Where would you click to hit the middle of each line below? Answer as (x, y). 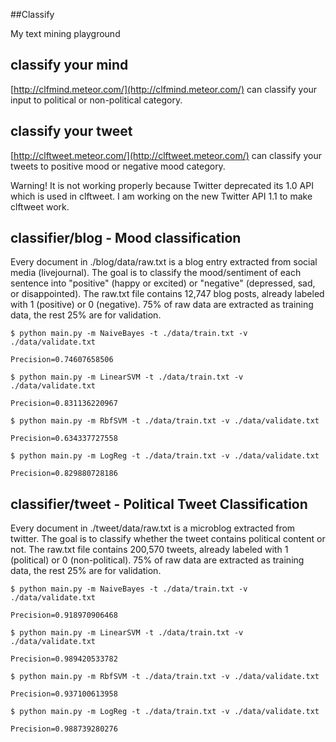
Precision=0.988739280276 (64, 729)
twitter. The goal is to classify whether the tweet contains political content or (168, 539)
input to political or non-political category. (96, 100)
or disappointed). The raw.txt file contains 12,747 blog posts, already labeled (167, 294)
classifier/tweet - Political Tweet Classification (159, 504)
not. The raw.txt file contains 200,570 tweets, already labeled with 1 (149, 550)
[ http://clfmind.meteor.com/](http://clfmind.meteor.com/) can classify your (164, 89)
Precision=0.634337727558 (64, 439)
